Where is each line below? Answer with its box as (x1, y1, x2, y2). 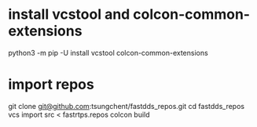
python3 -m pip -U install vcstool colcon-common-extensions (8, 48, 208, 57)
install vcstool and (8, 5, 130, 24)
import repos (8, 76, 94, 93)
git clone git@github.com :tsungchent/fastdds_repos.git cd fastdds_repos (8, 101, 245, 111)
